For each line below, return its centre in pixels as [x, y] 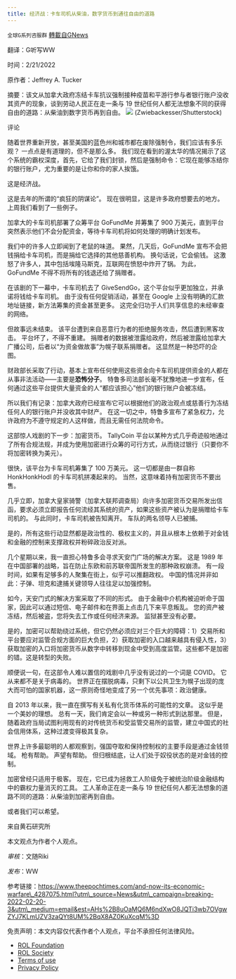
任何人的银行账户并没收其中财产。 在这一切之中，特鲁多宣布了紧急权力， [113, 411]
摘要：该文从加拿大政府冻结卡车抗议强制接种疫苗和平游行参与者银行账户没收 [118, 94]
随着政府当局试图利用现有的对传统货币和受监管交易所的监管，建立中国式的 [115, 722]
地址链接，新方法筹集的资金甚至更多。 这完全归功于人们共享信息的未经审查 [116, 305]
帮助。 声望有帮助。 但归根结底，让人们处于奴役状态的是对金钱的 [127, 755]
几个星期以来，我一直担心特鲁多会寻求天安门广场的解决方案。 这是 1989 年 [115, 556]
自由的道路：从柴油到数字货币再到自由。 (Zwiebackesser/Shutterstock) [115, 112]
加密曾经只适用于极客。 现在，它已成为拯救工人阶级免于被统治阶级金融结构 [116, 778]
